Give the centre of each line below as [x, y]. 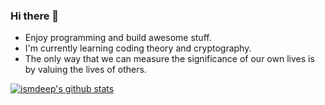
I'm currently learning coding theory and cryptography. [138, 48]
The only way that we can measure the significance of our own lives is [169, 59]
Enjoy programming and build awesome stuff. [118, 38]
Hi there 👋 [35, 16]
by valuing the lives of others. [85, 70]
